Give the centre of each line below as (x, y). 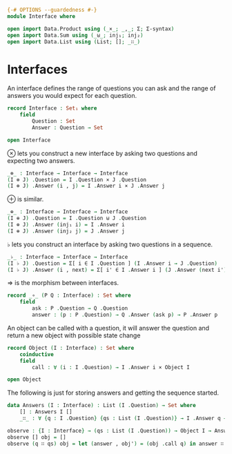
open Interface (29, 140)
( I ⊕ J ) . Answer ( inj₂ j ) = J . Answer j (66, 231)
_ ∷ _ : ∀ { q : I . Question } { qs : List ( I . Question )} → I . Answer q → (123, 418)
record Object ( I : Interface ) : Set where (71, 348)
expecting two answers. (41, 160)
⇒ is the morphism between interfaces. (63, 283)
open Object (24, 379)
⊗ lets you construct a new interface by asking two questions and (103, 153)
